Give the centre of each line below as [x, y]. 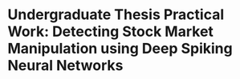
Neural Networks [65, 66]
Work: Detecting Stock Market [111, 32]
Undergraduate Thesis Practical [116, 15]
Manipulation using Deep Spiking [120, 49]
